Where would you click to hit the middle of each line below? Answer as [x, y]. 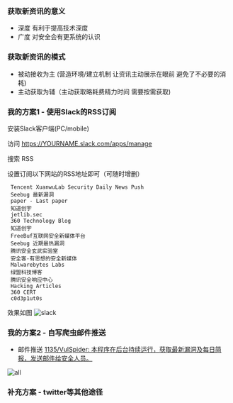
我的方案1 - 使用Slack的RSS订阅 [62, 111]
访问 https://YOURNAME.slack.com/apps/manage [80, 143]
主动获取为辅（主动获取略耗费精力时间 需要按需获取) [94, 92]
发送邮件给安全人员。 [61, 358]
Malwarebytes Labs [38, 265]
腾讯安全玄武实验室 [34, 251]
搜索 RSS [21, 158]
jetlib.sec [26, 214]
